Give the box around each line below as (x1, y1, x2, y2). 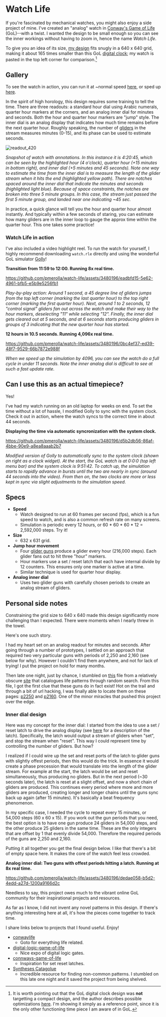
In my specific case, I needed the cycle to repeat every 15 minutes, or (5, 810, 147, 815)
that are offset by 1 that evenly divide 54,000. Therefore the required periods (5, 831, 161, 837)
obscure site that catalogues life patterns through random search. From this (5, 678, 159, 684)
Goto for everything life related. (20, 939, 84, 945)
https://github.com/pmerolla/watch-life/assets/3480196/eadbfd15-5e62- (5, 275, 153, 281)
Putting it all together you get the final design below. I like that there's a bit (5, 846, 156, 852)
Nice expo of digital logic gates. (20, 950, 85, 956)
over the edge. (5, 699, 35, 705)
